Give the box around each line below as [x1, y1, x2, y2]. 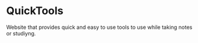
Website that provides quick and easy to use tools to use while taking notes [6, 24, 193, 31]
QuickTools [6, 4, 64, 18]
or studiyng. [6, 29, 36, 37]
